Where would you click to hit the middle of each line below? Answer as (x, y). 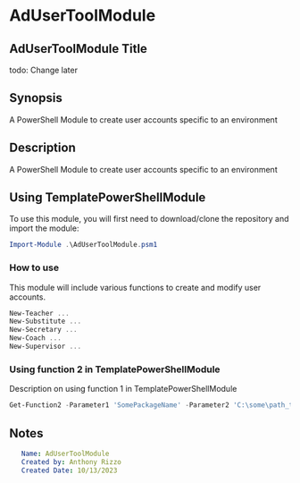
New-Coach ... (36, 338)
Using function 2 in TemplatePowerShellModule (115, 369)
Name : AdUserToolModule (65, 453)
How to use (34, 267)
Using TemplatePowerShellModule (108, 198)
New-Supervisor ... (46, 347)
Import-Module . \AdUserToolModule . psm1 (83, 245)
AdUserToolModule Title (78, 49)
